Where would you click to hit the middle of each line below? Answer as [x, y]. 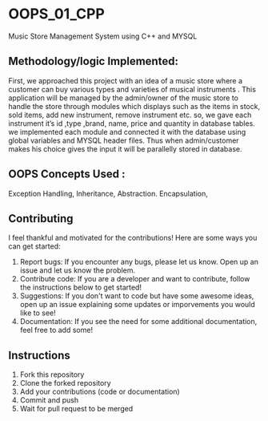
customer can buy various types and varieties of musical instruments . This [132, 89]
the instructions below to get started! [81, 287]
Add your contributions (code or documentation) [100, 392]
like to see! [38, 313]
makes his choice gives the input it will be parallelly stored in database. [125, 148]
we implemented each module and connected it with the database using [127, 132]
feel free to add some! [56, 330]
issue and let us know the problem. [78, 270]
